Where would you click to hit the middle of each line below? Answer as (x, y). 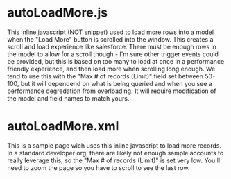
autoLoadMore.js (58, 13)
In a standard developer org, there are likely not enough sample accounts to (115, 153)
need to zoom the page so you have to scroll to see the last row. (99, 167)
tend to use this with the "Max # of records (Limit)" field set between (105, 76)
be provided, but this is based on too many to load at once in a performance (116, 61)
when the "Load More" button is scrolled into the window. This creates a (110, 39)
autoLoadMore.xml (63, 127)
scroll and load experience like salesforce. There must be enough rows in (112, 46)
